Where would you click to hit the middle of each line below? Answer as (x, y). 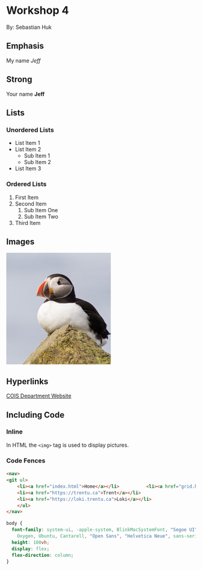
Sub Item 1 (37, 156)
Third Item (28, 222)
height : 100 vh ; (31, 542)
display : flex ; (31, 549)
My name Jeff (23, 60)
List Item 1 (27, 143)
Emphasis (25, 46)
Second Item (31, 204)
